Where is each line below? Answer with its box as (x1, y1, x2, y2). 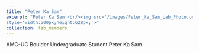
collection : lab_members (6, 25, 68, 31)
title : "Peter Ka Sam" (6, 8, 62, 15)
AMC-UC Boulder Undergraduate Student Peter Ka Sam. (6, 41, 144, 48)
